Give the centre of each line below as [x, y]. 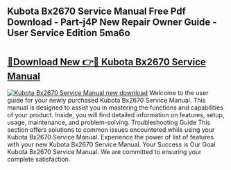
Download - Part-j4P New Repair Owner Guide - [112, 23]
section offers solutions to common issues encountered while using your [111, 130]
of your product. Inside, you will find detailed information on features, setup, [116, 115]
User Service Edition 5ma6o [69, 33]
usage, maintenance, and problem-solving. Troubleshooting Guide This [109, 122]
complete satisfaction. [39, 159]
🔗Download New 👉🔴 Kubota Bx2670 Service [106, 62]
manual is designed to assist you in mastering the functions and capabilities [115, 108]
